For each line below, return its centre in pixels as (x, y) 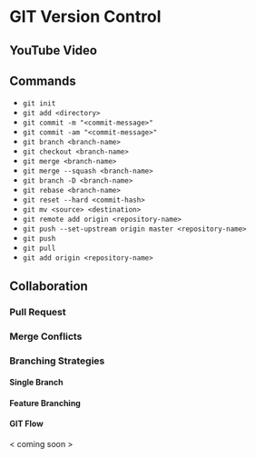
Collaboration (49, 286)
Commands (43, 80)
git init (39, 104)
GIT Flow (26, 423)
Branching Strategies (57, 361)
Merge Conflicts (46, 336)
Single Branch (36, 383)
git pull (39, 249)
